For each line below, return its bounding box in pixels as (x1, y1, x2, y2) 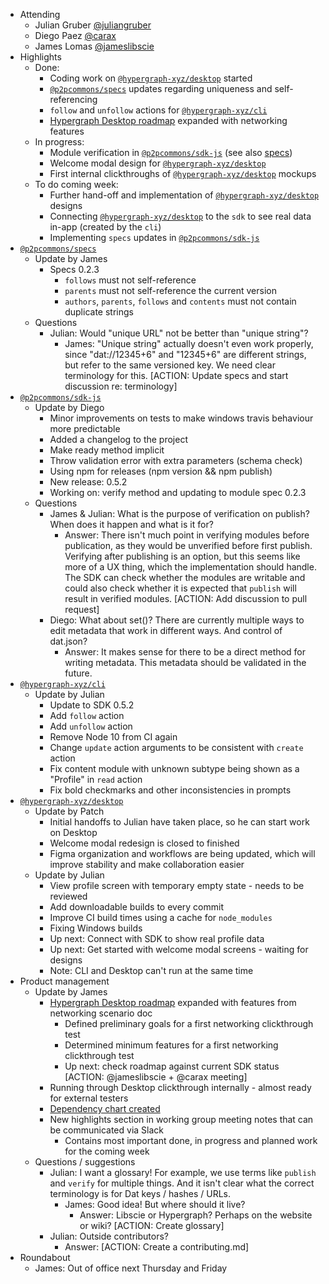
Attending (19, 9, 61, 20)
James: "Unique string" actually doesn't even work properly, (64, 338, 314, 349)
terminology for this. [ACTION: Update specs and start (64, 370, 289, 381)
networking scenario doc (49, 1007, 153, 1019)
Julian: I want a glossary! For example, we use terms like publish (49, 1167, 317, 1178)
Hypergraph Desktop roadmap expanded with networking (49, 115, 288, 126)
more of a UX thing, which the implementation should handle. (64, 561, 317, 573)
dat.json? (49, 635, 88, 647)
